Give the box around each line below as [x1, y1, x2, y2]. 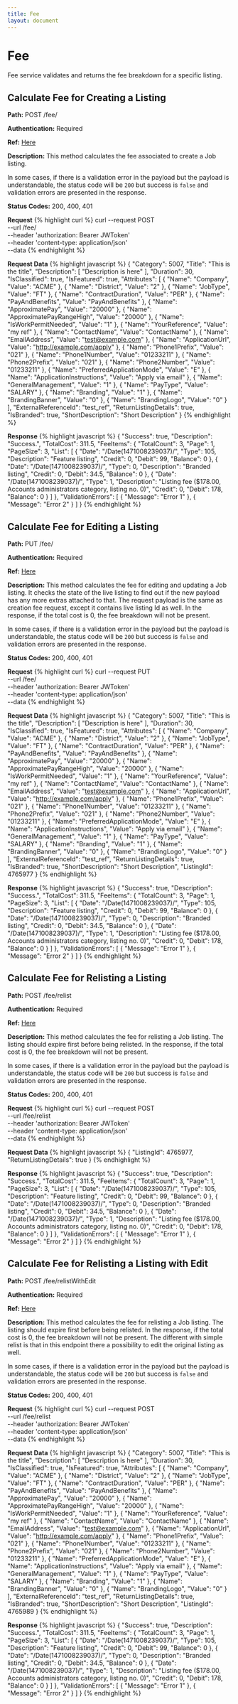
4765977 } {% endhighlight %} [7, 870, 97, 878]
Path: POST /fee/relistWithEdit [7, 1276, 97, 1285]
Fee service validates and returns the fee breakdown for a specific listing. [7, 71, 222, 80]
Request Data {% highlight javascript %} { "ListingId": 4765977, [7, 1148, 194, 1156]
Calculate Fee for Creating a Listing [7, 92, 167, 104]
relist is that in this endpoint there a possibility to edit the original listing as [7, 1340, 224, 1349]
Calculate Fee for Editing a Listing [7, 520, 159, 533]
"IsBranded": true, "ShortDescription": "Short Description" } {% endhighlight [7, 411, 231, 419]
